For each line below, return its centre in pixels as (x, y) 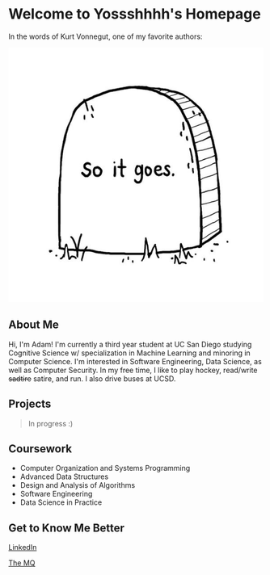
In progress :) (51, 423)
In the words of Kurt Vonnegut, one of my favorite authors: (105, 36)
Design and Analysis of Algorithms (78, 485)
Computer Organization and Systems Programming (105, 468)
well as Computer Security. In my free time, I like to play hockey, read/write (133, 370)
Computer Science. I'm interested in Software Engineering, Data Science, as (135, 361)
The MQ (22, 563)
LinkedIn (23, 548)
